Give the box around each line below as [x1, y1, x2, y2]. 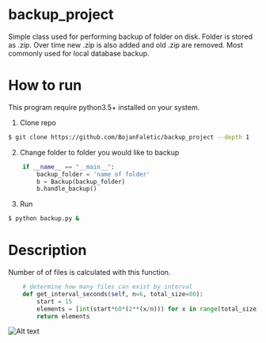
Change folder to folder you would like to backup [19, 147, 180, 157]
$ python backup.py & [8, 215, 80, 223]
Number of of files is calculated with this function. [8, 268, 171, 277]
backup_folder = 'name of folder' [36, 170, 150, 178]
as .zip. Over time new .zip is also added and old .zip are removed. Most [8, 40, 243, 49]
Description [8, 242, 87, 259]
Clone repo [19, 117, 57, 128]
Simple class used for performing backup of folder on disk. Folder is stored [8, 32, 253, 41]
